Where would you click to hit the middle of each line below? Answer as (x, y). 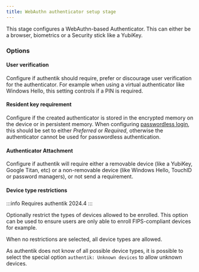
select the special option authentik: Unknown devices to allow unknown (94, 257)
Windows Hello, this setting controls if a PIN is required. (75, 91)
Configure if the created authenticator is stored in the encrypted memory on (100, 118)
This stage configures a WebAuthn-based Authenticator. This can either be (99, 29)
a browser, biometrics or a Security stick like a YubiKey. (74, 35)
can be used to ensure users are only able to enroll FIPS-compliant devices (99, 221)
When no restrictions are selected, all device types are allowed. (84, 239)
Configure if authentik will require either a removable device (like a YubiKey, (99, 164)
